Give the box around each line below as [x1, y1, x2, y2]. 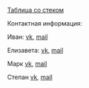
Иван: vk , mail [7, 33, 49, 41]
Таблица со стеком [7, 6, 64, 14]
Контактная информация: [7, 19, 83, 27]
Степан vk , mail [7, 73, 53, 81]
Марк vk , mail [7, 60, 47, 68]
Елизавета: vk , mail [7, 46, 64, 54]
